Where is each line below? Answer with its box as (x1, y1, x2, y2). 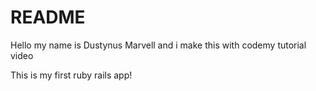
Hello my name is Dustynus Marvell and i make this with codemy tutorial (10, 39, 307, 51)
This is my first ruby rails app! (10, 69, 133, 81)
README (10, 6, 86, 29)
